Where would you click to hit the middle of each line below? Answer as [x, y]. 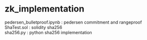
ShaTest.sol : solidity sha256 [33, 27]
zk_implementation [44, 9]
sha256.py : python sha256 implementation [49, 32]
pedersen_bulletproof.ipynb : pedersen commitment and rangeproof [73, 22]
